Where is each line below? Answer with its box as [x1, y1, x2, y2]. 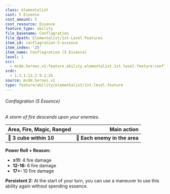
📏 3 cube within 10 [8, 134, 54, 141]
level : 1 [5, 54, 24, 60]
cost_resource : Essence [5, 21, 56, 27]
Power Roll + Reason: [5, 147, 51, 153]
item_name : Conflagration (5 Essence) [5, 50, 87, 55]
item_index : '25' [5, 45, 42, 50]
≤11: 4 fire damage [12, 157, 52, 163]
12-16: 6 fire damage [12, 162, 57, 168]
